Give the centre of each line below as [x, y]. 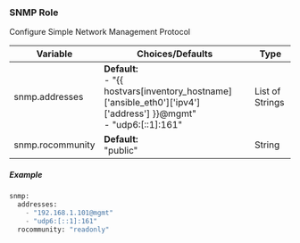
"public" [121, 151]
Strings [269, 103]
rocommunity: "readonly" [63, 230]
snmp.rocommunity [54, 145]
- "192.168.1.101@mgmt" [70, 213]
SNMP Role [34, 13]
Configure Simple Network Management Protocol [100, 32]
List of [267, 91]
